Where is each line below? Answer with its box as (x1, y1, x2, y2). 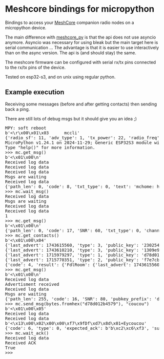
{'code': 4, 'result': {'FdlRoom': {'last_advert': (5, 262, 132, 267)
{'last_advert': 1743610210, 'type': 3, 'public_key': (5, 247, 139, 253)
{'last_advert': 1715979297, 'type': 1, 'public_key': (5, 252, 139, 257)
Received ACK (5, 340, 37, 345)
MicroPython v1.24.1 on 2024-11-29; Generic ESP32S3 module (5, 140, 152, 145)
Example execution (5, 88, 64, 96)
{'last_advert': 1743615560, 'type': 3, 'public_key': (5, 242, 139, 248)
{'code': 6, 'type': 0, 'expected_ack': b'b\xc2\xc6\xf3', (5, 325, 150, 331)
